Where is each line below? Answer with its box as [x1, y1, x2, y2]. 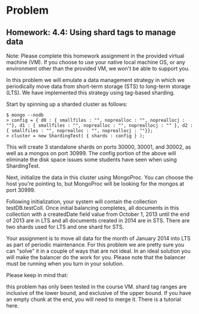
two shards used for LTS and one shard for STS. [6, 224, 124, 230]
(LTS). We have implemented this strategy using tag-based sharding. [6, 89, 175, 96]
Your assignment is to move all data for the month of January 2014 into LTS [6, 235, 191, 241]
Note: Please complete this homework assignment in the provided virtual [6, 52, 185, 59]
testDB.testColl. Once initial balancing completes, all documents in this [6, 205, 179, 211]
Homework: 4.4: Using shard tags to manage [6, 27, 176, 37]
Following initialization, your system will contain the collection [6, 198, 157, 205]
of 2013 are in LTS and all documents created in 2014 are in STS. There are [6, 217, 190, 224]
